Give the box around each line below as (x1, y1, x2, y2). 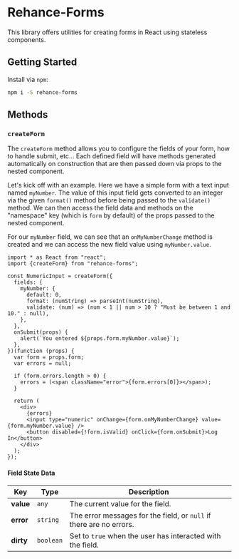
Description (128, 486, 169, 496)
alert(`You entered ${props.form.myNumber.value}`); (20, 335, 180, 342)
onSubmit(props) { (14, 329, 69, 336)
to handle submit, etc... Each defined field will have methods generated (7, 152, 216, 160)
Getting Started (7, 56, 78, 68)
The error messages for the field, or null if (69, 511, 211, 520)
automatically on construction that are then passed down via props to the (7, 160, 222, 168)
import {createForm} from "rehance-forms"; (7, 260, 139, 267)
